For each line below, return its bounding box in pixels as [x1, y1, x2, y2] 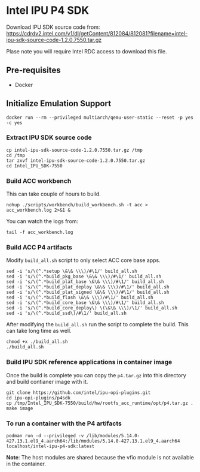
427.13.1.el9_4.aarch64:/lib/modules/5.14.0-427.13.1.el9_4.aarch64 [6, 438, 180, 444]
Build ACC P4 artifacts [6, 243, 73, 252]
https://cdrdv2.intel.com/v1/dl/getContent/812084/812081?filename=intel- [6, 29, 188, 37]
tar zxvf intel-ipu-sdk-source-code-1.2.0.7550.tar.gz [6, 157, 146, 164]
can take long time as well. [6, 327, 72, 335]
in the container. [6, 460, 46, 468]
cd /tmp [6, 152, 26, 158]
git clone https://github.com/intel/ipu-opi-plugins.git [6, 389, 151, 396]
